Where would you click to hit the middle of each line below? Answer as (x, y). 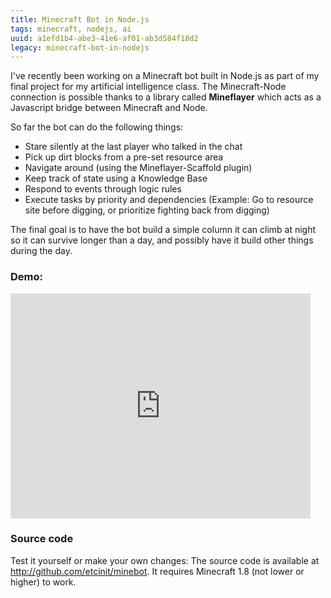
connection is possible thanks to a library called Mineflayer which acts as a (166, 97)
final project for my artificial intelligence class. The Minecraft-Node (148, 87)
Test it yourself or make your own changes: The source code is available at (165, 560)
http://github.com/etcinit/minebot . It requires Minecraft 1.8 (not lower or (157, 571)
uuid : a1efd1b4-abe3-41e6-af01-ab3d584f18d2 (104, 38)
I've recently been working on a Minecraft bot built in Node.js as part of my (165, 76)
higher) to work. (43, 582)
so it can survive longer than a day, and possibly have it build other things (162, 240)
